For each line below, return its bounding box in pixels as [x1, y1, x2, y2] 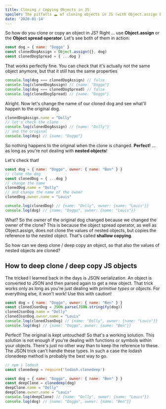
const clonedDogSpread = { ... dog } [5, 54, 81, 59]
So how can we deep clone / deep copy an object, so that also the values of [5, 242, 160, 248]
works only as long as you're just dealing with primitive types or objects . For [5, 285, 160, 291]
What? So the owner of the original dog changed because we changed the [5, 217, 157, 223]
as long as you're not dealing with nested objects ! [5, 148, 108, 154]
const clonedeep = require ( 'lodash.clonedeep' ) [5, 367, 105, 372]
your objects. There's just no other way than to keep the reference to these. [5, 342, 159, 348]
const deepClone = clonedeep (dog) [5, 381, 77, 386]
